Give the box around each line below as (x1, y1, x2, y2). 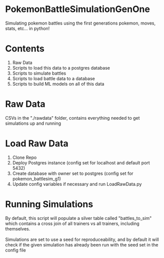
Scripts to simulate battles (12, 70, 66, 76)
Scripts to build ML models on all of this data (12, 81, 104, 87)
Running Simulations (5, 198, 93, 210)
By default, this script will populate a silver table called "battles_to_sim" (5, 215, 152, 221)
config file (5, 247, 26, 253)
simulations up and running (5, 120, 61, 126)
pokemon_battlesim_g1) (12, 175, 61, 181)
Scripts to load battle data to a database (12, 75, 95, 81)
